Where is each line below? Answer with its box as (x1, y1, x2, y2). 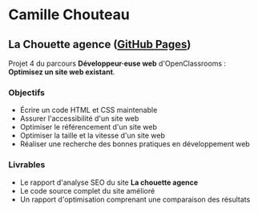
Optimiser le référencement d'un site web (19, 122, 158, 132)
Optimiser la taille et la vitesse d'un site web (19, 130, 166, 141)
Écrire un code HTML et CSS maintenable (19, 106, 158, 115)
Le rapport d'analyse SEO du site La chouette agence (19, 178, 199, 187)
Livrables (8, 159, 46, 170)
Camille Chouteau (8, 6, 130, 24)
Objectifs (8, 86, 46, 98)
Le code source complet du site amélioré (19, 186, 155, 195)
